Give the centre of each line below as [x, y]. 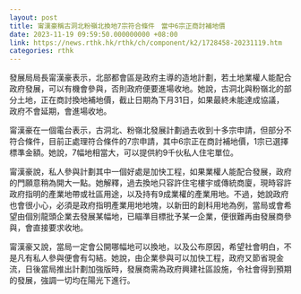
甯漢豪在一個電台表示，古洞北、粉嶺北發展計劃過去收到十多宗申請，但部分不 [150, 130]
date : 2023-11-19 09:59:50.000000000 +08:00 [94, 34]
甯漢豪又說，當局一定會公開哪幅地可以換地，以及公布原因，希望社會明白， [146, 246]
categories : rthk [42, 51]
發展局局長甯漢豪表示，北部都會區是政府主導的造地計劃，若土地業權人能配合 [150, 78]
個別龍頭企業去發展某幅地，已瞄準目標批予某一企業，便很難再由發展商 [154, 217]
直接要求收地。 [60, 228]
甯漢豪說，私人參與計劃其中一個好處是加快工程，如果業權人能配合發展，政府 [150, 172]
